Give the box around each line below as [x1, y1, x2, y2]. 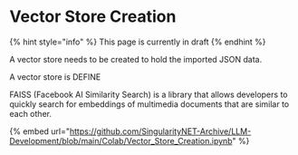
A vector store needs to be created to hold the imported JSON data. [9, 53, 263, 64]
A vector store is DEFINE [9, 71, 101, 82]
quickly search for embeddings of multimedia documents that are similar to [9, 98, 290, 110]
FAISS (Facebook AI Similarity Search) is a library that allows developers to [9, 89, 288, 100]
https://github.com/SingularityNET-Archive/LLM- [69, 125, 252, 137]
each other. [9, 108, 53, 119]
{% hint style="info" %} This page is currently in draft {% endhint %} [9, 36, 266, 47]
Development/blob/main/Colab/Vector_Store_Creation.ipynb [9, 135, 233, 146]
